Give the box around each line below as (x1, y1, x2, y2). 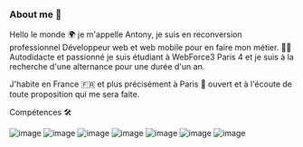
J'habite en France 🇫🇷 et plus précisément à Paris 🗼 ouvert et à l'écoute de (9, 78, 292, 89)
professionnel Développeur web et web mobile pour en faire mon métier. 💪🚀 (9, 42, 292, 53)
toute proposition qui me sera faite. (9, 89, 140, 100)
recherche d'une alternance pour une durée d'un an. (9, 61, 205, 72)
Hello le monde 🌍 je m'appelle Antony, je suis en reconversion (9, 29, 242, 40)
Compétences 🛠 (9, 107, 72, 118)
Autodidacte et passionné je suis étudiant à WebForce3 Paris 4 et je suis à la (9, 51, 294, 62)
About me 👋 (9, 8, 62, 21)
